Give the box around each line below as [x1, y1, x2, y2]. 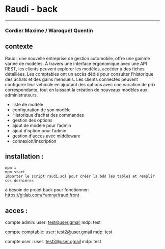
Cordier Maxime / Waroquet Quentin [5, 27, 93, 34]
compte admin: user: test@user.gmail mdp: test [5, 219, 101, 225]
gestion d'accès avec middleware [12, 133, 81, 139]
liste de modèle [12, 101, 44, 107]
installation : [5, 153, 44, 161]
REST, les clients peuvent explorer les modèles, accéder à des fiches [5, 65, 145, 72]
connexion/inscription [12, 138, 56, 144]
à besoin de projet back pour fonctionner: [5, 187, 89, 193]
